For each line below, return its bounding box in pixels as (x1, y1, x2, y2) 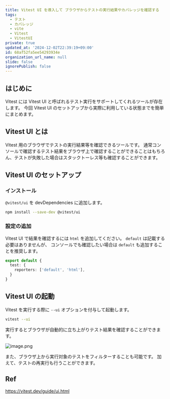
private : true (5, 41, 36, 46)
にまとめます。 (5, 111, 37, 117)
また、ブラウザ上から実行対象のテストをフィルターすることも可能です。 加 (5, 353, 162, 359)
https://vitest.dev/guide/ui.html (5, 388, 70, 394)
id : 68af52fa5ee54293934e (5, 50, 60, 55)
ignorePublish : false (5, 64, 51, 69)
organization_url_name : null (5, 54, 67, 60)
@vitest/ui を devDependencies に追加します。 (5, 200, 105, 206)
